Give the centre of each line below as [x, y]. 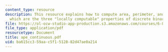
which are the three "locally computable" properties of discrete [80, 19]
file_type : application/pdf [34, 28]
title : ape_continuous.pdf [33, 38]
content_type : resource [30, 10]
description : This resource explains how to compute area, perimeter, [80, 14]
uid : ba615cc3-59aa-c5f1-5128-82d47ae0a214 [51, 42]
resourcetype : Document [30, 33]
